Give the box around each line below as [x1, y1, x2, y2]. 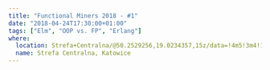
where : [8, 34, 31, 43]
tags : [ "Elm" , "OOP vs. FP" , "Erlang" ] [8, 27, 142, 35]
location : [15, 42, 48, 50]
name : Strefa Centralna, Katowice [15, 49, 131, 57]
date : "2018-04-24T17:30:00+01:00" [8, 19, 128, 27]
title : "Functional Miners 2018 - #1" [8, 11, 138, 20]
